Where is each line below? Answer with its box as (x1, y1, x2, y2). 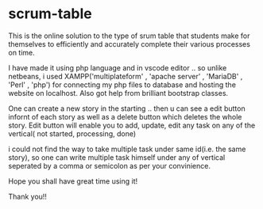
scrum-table (8, 5, 93, 23)
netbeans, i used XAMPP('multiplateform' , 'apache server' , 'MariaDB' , (8, 71, 243, 81)
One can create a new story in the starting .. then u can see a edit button (8, 104, 246, 113)
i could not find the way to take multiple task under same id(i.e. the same (8, 144, 246, 154)
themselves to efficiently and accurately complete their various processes (8, 39, 250, 48)
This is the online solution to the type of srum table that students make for (8, 31, 250, 40)
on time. (8, 47, 36, 57)
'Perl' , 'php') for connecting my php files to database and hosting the (8, 80, 237, 89)
